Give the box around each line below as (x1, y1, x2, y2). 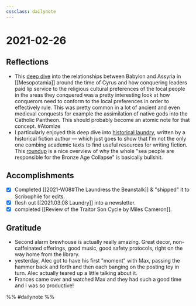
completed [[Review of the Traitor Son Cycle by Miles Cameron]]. (14, 206, 172, 213)
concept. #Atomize (14, 123, 61, 130)
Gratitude (6, 223, 42, 233)
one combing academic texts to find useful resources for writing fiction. (14, 141, 188, 148)
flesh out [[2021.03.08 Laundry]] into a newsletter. (14, 199, 136, 206)
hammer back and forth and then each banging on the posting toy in (14, 263, 180, 270)
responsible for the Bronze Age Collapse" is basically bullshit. (14, 154, 163, 161)
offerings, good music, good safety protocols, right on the (43, 244, 183, 252)
